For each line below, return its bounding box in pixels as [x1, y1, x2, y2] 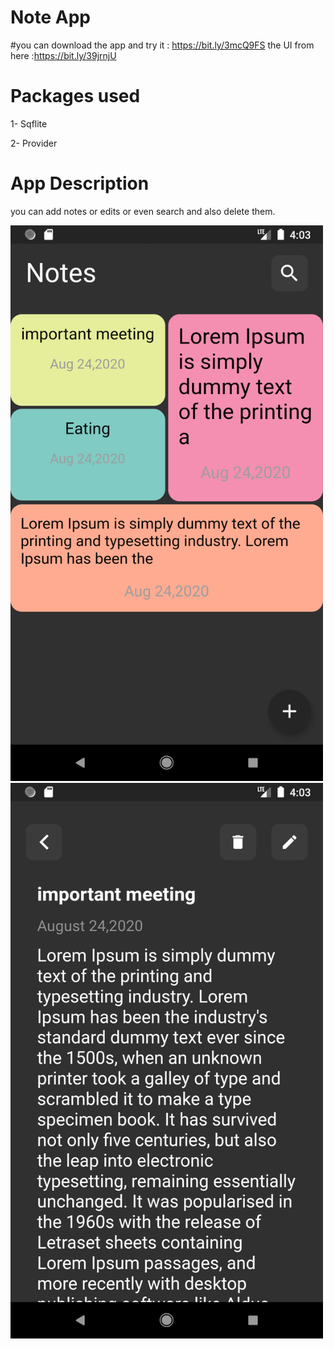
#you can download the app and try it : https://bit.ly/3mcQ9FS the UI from [10, 39, 315, 51]
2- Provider [10, 137, 58, 149]
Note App [10, 6, 92, 29]
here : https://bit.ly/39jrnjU [10, 49, 117, 61]
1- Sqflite [10, 117, 48, 130]
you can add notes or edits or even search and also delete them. [10, 205, 276, 217]
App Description [10, 172, 150, 195]
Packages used [10, 85, 141, 108]
